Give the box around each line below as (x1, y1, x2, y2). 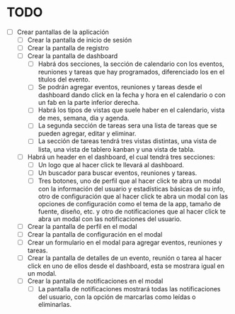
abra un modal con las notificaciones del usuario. (38, 214, 182, 223)
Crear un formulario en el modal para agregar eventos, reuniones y (27, 238, 222, 247)
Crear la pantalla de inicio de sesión (27, 36, 132, 44)
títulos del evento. (38, 75, 91, 84)
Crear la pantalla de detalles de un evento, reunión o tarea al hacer (27, 253, 222, 262)
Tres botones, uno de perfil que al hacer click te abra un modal (38, 176, 222, 185)
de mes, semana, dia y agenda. (38, 114, 130, 123)
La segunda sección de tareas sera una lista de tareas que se (38, 121, 217, 130)
